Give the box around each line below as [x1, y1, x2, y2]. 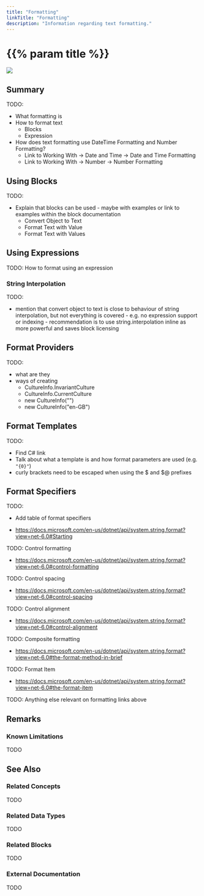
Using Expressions [6, 248, 80, 258]
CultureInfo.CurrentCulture [24, 390, 92, 397]
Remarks [6, 713, 42, 724]
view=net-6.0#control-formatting [15, 563, 99, 571]
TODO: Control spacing [6, 575, 66, 582]
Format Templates [6, 421, 78, 431]
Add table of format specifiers [15, 514, 91, 522]
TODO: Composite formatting [6, 636, 80, 643]
